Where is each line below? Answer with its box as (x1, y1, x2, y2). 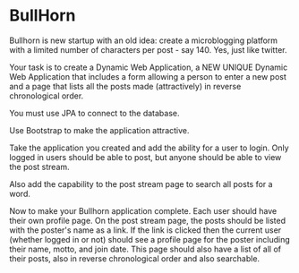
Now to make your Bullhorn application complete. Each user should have (9, 205, 278, 216)
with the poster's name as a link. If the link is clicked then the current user (9, 225, 282, 235)
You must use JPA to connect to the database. (9, 107, 180, 118)
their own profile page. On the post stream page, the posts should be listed (9, 215, 286, 226)
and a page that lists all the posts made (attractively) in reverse (9, 81, 242, 91)
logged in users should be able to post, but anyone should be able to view (9, 151, 282, 162)
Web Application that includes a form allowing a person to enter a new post (9, 71, 286, 81)
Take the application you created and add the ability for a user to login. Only (9, 142, 289, 153)
